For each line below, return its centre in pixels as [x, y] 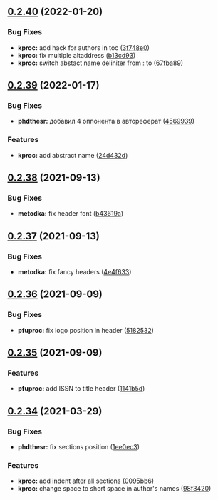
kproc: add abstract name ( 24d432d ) [73, 155]
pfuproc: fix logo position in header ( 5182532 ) [86, 330]
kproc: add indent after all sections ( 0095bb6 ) [86, 481]
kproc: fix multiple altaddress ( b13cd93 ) [77, 55]
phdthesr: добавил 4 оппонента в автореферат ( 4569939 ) [106, 121]
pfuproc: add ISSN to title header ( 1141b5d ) [81, 389]
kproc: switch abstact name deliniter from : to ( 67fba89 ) [100, 63]
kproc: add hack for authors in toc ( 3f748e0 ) [83, 47]
